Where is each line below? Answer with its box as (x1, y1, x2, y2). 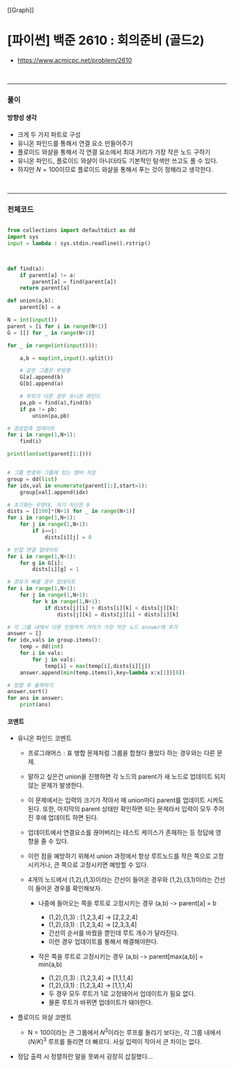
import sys (7, 233, 39, 240)
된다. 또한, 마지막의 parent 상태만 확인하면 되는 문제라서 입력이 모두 (27, 805, 212, 813)
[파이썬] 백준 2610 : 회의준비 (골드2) (7, 33, 205, 48)
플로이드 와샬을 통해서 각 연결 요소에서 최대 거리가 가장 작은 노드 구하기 (17, 148, 211, 157)
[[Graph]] (7, 6, 34, 14)
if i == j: (32, 528, 58, 535)
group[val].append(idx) (19, 488, 89, 495)
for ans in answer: (7, 695, 64, 702)
